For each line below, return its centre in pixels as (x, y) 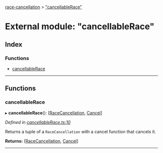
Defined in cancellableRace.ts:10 (38, 122)
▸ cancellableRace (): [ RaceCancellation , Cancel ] (54, 113)
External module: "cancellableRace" (80, 27)
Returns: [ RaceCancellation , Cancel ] (42, 141)
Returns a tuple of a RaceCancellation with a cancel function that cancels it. (81, 131)
